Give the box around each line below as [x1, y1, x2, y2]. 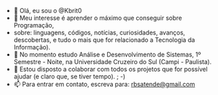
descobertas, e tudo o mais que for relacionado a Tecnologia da [13, 36, 195, 44]
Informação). [13, 43, 50, 51]
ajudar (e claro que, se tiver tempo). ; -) [13, 72, 126, 81]
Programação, [13, 21, 54, 29]
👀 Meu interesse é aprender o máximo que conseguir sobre [13, 14, 182, 22]
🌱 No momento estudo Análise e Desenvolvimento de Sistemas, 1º [13, 50, 201, 59]
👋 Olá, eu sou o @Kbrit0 [13, 7, 83, 14]
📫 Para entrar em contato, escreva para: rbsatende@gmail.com [13, 80, 195, 88]
